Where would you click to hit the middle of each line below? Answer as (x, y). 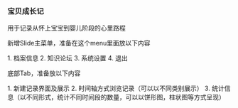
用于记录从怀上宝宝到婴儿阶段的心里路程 (66, 28)
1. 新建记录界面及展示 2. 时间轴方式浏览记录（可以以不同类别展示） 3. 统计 (116, 88)
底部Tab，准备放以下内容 (44, 73)
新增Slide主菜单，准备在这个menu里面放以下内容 (79, 43)
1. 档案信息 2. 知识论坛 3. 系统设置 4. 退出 (67, 58)
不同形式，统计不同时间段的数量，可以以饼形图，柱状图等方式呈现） (125, 97)
